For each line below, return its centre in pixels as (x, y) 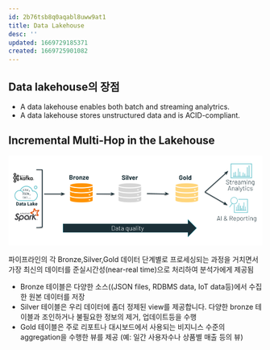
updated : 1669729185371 (48, 43)
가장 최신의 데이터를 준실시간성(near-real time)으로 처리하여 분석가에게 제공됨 (131, 269)
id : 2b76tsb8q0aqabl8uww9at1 (57, 17)
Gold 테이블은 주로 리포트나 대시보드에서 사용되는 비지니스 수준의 (123, 327)
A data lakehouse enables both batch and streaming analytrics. (125, 106)
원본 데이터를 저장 (57, 296)
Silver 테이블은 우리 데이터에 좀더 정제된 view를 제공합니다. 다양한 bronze (137, 306)
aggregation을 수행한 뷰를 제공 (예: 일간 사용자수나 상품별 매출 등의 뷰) (131, 337)
